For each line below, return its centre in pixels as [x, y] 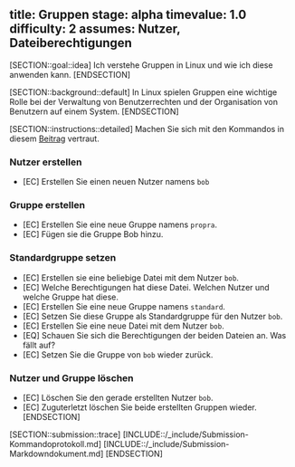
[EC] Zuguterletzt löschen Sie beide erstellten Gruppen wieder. [140, 407]
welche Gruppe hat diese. [71, 297]
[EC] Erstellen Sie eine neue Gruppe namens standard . [124, 306]
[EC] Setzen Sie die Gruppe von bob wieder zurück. [118, 354]
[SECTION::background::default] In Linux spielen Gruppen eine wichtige [143, 92]
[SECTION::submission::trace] [65, 434]
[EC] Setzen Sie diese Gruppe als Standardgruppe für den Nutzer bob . [152, 316]
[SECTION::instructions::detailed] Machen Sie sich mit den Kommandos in [147, 129]
